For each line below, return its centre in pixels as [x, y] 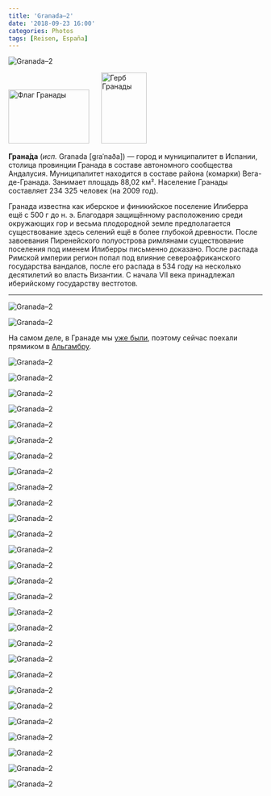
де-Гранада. [29, 182]
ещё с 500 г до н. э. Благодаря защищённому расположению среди [126, 215]
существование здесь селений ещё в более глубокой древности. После [133, 232]
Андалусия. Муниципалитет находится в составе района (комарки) [125, 173]
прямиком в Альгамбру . [50, 347]
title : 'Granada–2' [41, 16]
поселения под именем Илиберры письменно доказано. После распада [133, 249]
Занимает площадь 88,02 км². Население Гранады [140, 182]
